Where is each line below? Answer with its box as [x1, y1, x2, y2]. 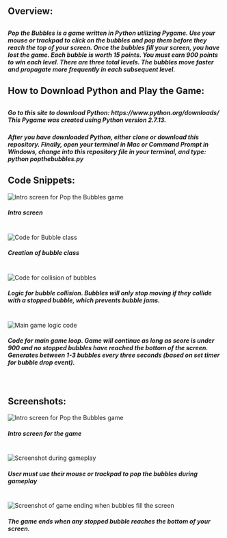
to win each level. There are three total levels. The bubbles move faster [8, 58, 214, 66]
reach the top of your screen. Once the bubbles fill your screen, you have [8, 43, 220, 51]
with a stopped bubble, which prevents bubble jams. [8, 296, 161, 304]
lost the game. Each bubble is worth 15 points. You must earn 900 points [8, 51, 218, 59]
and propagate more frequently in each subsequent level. [8, 65, 176, 73]
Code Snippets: [8, 175, 75, 186]
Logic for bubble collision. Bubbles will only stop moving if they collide [8, 289, 213, 297]
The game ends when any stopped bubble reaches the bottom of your [8, 517, 211, 525]
